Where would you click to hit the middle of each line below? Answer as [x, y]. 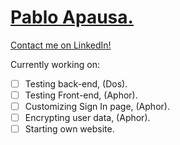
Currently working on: [55, 64]
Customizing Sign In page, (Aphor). [97, 107]
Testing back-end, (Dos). [76, 83]
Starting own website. [69, 129]
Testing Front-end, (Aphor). [81, 95]
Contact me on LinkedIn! [61, 45]
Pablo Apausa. [72, 17]
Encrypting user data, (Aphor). [87, 118]
